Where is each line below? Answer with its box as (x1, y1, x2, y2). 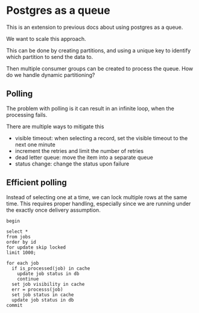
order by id (6, 239, 36, 245)
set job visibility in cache (11, 281, 85, 287)
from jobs (6, 234, 31, 240)
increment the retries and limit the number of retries (14, 147, 144, 154)
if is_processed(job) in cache (11, 265, 90, 271)
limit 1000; (6, 249, 36, 256)
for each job (6, 260, 39, 266)
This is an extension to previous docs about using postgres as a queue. (6, 23, 183, 31)
